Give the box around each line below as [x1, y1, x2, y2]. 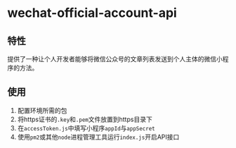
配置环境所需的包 [17, 106, 67, 114]
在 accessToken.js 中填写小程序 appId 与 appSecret [17, 123, 156, 132]
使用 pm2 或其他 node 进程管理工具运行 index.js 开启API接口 [17, 132, 180, 141]
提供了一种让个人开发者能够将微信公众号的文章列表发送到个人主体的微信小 [7, 55, 223, 63]
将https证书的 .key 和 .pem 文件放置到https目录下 [17, 115, 152, 123]
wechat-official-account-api [7, 5, 177, 21]
